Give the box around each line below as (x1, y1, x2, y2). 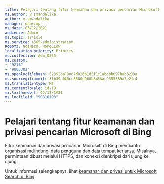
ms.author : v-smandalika (5, 12, 56, 17)
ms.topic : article (5, 35, 43, 40)
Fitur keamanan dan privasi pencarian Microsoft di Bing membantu (5, 143, 140, 149)
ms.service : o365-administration (5, 40, 74, 45)
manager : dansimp (5, 21, 41, 26)
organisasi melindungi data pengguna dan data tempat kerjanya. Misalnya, (5, 148, 156, 154)
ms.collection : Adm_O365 (5, 53, 56, 58)
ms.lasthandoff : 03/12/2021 (5, 90, 63, 95)
